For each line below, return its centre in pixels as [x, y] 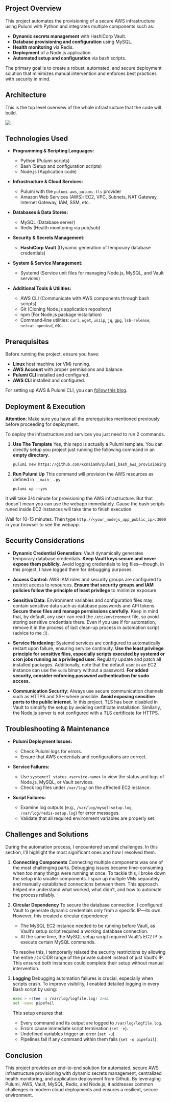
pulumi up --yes [30, 489]
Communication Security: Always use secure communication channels [88, 691]
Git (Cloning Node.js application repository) [66, 309]
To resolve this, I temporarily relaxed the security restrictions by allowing [89, 952]
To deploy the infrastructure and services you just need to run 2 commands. [85, 434]
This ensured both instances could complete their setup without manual [88, 963]
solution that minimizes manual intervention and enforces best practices [81, 73]
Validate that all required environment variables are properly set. [88, 818]
